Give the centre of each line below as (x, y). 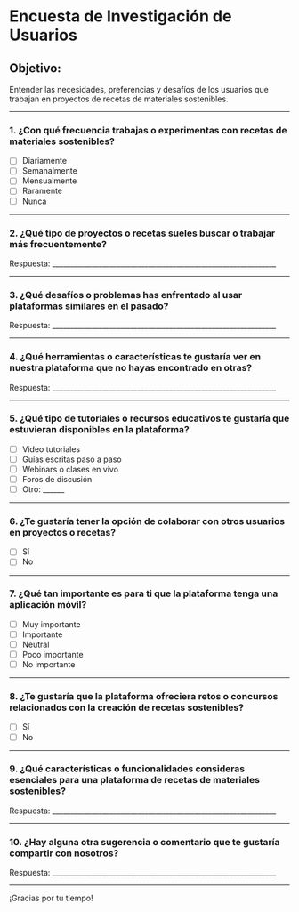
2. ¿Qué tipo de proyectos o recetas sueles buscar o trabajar (142, 233)
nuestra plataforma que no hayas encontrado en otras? (130, 368)
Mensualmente (49, 181)
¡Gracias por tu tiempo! (51, 898)
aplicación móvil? (48, 605)
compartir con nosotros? (64, 853)
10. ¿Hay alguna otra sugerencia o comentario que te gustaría (145, 842)
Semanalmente (49, 171)
